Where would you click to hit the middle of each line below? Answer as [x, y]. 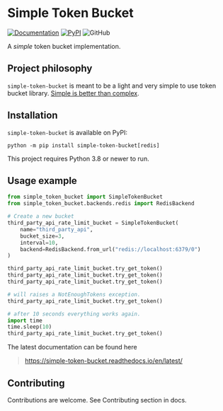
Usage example [42, 181]
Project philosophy [50, 69]
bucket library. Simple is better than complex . [73, 93]
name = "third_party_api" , [57, 229]
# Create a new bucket [41, 216]
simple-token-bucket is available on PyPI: [67, 132]
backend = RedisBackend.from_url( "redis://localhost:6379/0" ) [110, 249]
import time [25, 320]
